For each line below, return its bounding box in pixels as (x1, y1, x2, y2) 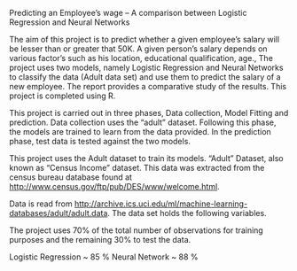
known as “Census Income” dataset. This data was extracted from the (9, 163, 265, 173)
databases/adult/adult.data (9, 208, 108, 218)
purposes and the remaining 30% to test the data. (9, 235, 191, 244)
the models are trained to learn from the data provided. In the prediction (9, 127, 272, 136)
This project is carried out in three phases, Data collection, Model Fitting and (9, 108, 289, 118)
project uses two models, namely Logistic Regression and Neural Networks (9, 62, 284, 73)
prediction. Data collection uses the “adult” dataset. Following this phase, (9, 117, 277, 128)
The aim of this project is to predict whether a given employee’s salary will (9, 35, 280, 44)
